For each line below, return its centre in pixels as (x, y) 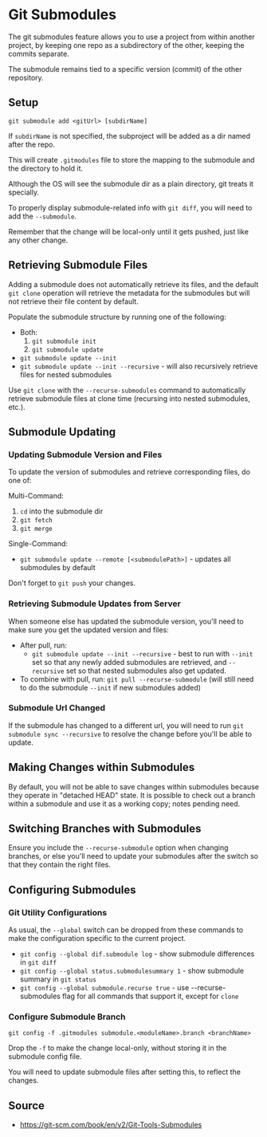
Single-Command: (38, 544)
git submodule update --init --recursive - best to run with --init (142, 653)
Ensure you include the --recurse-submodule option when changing (118, 848)
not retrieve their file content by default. (74, 301)
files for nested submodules (66, 374)
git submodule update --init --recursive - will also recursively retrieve (139, 366)
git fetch (36, 521)
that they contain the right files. (60, 865)
